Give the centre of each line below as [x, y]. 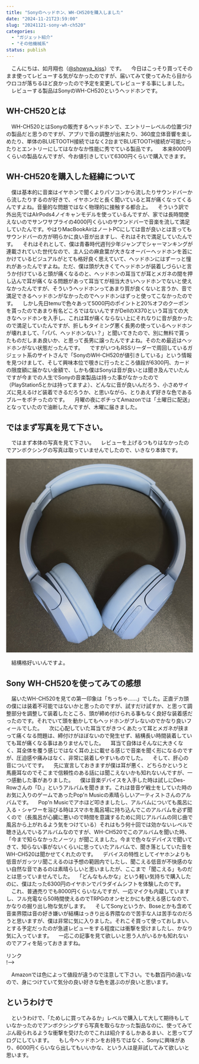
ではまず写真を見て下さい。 [57, 427]
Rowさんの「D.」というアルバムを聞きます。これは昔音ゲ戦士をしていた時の [99, 788]
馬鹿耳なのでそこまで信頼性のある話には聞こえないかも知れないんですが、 [97, 773]
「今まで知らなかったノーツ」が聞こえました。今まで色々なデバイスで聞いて [99, 839]
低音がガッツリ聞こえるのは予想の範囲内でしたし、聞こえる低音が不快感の [97, 862]
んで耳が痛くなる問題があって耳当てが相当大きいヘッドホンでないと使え [104, 281]
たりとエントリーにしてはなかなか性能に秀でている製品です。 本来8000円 [99, 149]
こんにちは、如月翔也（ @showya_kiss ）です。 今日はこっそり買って [97, 68]
